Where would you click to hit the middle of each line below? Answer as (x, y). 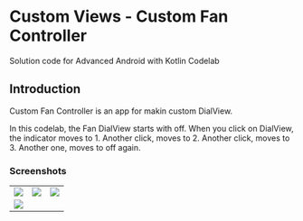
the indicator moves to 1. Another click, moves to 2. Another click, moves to (150, 138)
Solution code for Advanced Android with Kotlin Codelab (114, 60)
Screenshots (38, 170)
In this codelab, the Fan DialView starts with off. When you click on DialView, (151, 128)
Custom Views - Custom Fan (119, 17)
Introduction (45, 89)
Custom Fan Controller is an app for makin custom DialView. (121, 111)
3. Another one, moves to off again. (76, 147)
